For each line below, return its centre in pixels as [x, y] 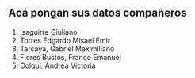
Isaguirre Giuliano [48, 32]
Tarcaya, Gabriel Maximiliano [67, 48]
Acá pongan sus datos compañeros [98, 13]
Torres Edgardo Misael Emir [65, 40]
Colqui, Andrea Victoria [58, 65]
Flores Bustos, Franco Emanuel [70, 57]
